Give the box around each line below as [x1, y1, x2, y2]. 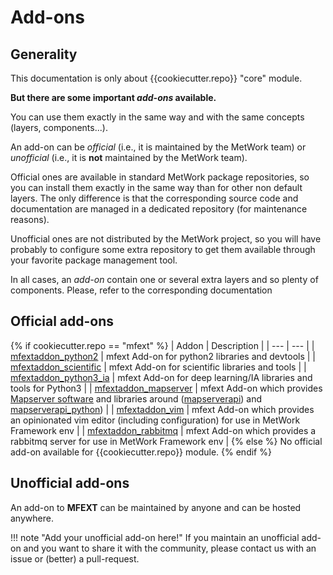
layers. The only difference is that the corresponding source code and [10, 192, 299, 204]
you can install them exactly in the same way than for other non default [10, 182, 303, 193]
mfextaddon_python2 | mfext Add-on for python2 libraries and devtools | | [10, 350, 317, 362]
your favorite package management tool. [10, 254, 178, 266]
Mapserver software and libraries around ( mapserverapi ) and [10, 392, 263, 405]
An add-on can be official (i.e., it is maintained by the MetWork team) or [10, 141, 307, 153]
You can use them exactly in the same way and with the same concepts [10, 111, 305, 123]
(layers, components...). [10, 122, 108, 133]
